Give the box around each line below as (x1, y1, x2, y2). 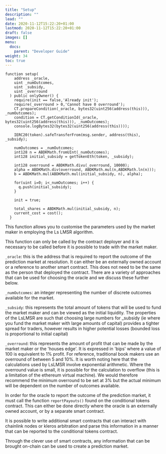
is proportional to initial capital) (5, 331, 68, 337)
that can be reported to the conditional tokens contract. (5, 428, 118, 435)
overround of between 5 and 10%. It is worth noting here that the (5, 356, 138, 363)
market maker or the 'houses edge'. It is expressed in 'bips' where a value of (5, 346, 162, 352)
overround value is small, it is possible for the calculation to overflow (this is (5, 367, 160, 373)
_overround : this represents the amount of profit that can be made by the (5, 341, 153, 347)
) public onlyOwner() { (9, 93, 58, 98)
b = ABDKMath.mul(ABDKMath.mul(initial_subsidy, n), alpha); (14, 172, 143, 177)
